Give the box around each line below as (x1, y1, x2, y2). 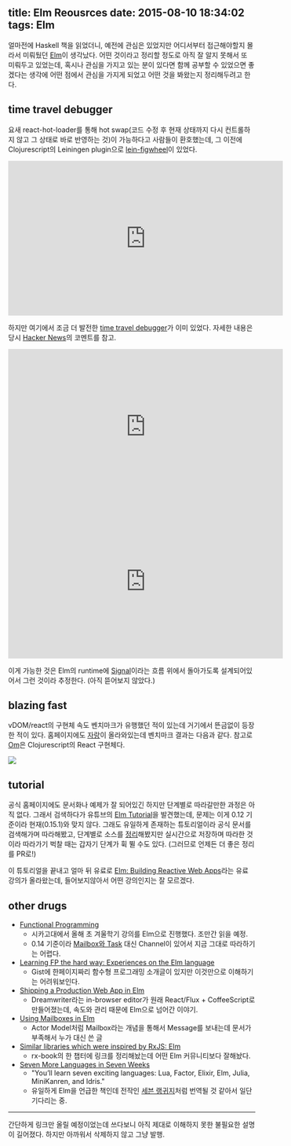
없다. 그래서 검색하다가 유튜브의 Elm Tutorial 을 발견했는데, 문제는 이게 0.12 (16, 810, 245, 820)
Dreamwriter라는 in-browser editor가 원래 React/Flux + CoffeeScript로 (31, 995, 256, 1005)
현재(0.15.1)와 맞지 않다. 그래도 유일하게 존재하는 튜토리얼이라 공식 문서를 (28, 820, 252, 829)
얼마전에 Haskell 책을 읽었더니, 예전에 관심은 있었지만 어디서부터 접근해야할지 (8, 40, 246, 50)
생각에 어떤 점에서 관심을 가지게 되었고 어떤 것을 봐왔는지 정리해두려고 (28, 70, 243, 79)
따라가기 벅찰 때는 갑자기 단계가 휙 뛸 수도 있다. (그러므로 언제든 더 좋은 (22, 839, 241, 849)
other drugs (8, 899, 67, 913)
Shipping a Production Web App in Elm (19, 986, 145, 995)
